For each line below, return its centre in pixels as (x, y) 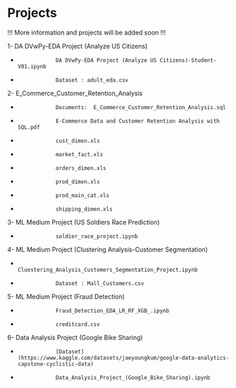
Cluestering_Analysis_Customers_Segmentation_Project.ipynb (107, 270)
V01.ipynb (32, 66)
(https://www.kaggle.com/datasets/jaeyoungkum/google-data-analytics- (123, 358)
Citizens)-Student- (188, 60)
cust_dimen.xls (77, 141)
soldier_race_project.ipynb (97, 236)
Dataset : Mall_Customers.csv (100, 283)
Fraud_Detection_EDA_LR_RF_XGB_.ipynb (112, 311)
